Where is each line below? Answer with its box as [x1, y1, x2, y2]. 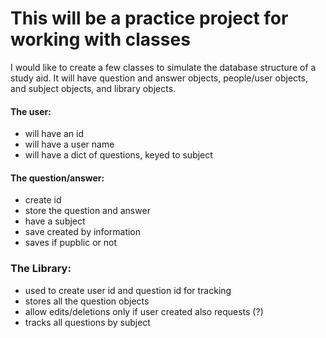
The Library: [10, 262, 72, 276]
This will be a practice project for [10, 7, 289, 30]
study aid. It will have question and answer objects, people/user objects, [10, 72, 308, 84]
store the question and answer [24, 205, 151, 217]
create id [24, 194, 62, 206]
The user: [10, 105, 52, 117]
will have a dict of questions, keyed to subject [24, 149, 213, 161]
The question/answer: [10, 172, 105, 184]
